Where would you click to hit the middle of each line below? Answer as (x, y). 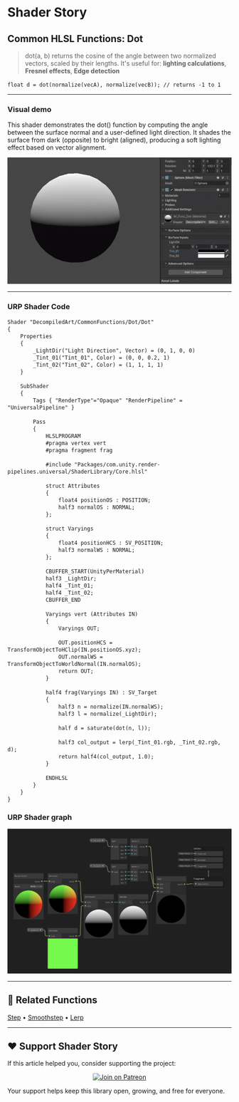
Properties (36, 337)
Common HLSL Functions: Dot (75, 39)
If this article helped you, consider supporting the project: (92, 1064)
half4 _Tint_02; (69, 593)
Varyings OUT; (79, 629)
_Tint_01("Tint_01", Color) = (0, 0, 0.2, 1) (102, 358)
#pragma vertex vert (76, 443)
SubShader (35, 386)
